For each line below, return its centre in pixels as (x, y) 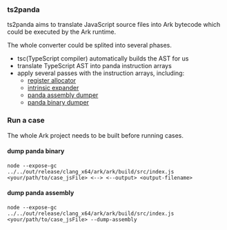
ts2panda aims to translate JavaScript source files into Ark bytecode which (114, 25)
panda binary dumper (58, 103)
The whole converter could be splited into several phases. (90, 45)
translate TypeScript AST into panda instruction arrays (95, 66)
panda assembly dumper (63, 95)
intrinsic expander (53, 88)
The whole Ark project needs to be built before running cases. (96, 135)
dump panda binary (36, 151)
